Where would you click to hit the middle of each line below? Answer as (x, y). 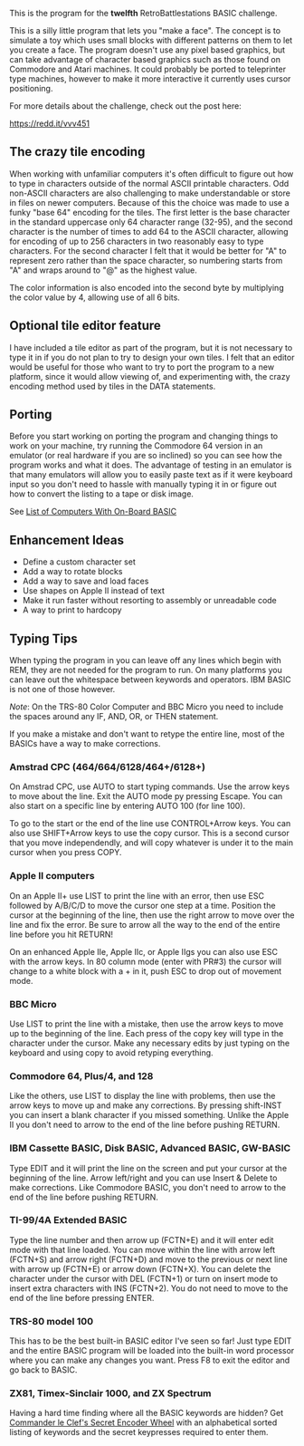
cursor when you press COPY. (66, 853)
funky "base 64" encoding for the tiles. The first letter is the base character (150, 212)
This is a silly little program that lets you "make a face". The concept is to (145, 30)
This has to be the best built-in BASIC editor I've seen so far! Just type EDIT (151, 1341)
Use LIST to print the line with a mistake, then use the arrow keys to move (147, 1024)
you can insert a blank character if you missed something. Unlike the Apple (149, 1115)
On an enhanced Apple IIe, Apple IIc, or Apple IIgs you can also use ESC (144, 951)
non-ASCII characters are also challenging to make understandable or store (150, 193)
